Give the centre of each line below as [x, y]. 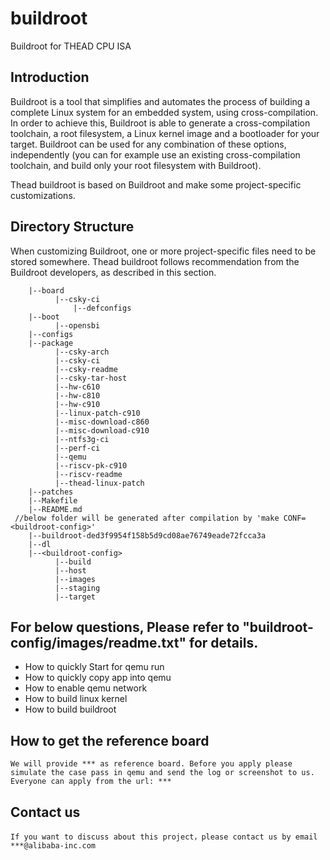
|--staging [77, 588]
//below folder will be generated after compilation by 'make [147, 518]
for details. [223, 642]
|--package [51, 343]
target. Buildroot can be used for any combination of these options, [148, 144]
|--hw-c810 [77, 395]
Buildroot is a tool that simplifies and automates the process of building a [160, 101]
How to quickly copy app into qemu [98, 678]
